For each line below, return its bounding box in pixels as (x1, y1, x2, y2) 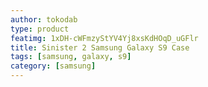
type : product (10, 24, 70, 34)
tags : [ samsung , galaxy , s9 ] (10, 52, 132, 62)
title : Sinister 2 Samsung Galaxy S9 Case (10, 42, 190, 53)
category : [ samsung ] (10, 61, 97, 71)
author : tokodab (10, 14, 78, 25)
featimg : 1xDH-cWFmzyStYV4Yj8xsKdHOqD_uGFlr (10, 33, 199, 43)
